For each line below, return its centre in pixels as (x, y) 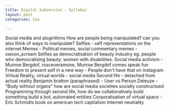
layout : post (19, 15)
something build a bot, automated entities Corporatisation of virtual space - (84, 97)
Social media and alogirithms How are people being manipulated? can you (82, 38)
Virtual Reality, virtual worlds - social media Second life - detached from (80, 76)
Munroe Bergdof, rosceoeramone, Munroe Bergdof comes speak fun (77, 65)
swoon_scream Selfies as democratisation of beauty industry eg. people (80, 54)
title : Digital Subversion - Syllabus (46, 10)
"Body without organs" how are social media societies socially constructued (85, 86)
